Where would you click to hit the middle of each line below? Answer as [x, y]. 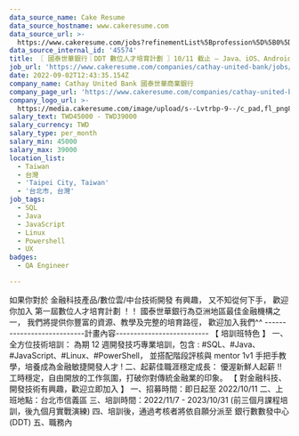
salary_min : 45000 [43, 141]
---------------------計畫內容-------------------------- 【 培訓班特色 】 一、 [149, 333]
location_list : [37, 158]
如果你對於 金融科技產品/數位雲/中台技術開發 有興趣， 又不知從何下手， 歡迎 [149, 300]
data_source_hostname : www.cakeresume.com [89, 26]
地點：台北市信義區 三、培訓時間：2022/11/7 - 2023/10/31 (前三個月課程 [148, 400]
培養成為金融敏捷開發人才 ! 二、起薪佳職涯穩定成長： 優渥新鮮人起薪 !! [153, 367]
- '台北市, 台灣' [46, 191]
